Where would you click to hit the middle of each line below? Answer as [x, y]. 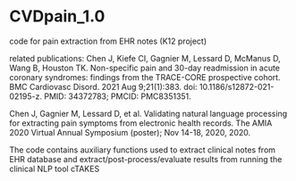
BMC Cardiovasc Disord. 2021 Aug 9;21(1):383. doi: [104, 86]
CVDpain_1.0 [57, 16]
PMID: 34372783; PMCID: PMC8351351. [118, 96]
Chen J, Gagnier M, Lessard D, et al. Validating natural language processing [148, 113]
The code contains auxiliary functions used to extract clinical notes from [142, 150]
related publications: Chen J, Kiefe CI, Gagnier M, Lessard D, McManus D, [145, 58]
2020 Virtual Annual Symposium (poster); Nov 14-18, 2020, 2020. [130, 132]
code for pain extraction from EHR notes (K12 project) [108, 41]
